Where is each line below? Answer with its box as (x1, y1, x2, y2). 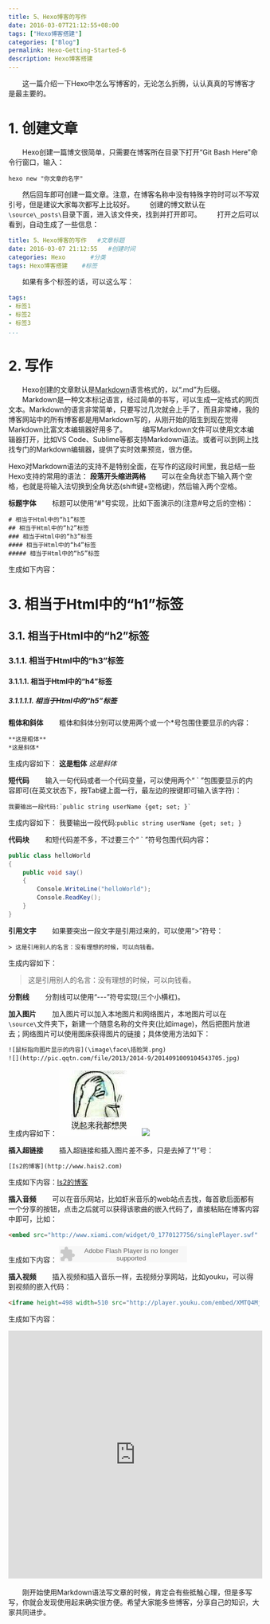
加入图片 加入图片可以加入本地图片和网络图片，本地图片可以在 (8, 1008, 227, 1019)
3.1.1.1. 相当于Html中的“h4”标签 (8, 676, 113, 686)
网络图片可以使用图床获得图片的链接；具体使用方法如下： (22, 1028, 211, 1039)
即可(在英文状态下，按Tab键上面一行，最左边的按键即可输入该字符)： (14, 785, 242, 795)
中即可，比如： (8, 1215, 57, 1224)
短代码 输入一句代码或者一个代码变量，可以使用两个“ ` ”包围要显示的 (8, 775, 246, 785)
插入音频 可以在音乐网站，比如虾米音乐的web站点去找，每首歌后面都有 (8, 1195, 255, 1204)
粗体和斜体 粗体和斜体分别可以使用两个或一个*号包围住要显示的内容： (8, 718, 251, 727)
